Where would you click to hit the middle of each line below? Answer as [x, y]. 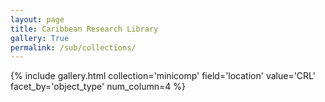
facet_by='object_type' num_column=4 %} [98, 87]
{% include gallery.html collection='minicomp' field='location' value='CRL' [163, 76]
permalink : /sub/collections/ [73, 47]
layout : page [37, 19]
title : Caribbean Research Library [84, 29]
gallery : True [40, 38]
